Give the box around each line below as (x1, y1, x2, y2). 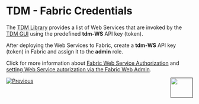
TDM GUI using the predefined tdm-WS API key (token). (6, 30, 143, 37)
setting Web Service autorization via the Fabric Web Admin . (6, 65, 152, 73)
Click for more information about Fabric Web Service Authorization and (6, 59, 179, 67)
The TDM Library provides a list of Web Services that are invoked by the (6, 24, 182, 31)
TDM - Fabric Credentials (6, 4, 133, 18)
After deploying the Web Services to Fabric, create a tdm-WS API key (6, 42, 176, 49)
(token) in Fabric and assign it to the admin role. (6, 48, 123, 55)
